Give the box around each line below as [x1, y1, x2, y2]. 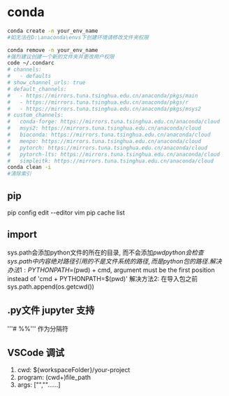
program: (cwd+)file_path [17, 373, 91, 382]
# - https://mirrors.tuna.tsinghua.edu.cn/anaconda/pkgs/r [7, 99, 189, 106]
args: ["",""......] [17, 381, 61, 389]
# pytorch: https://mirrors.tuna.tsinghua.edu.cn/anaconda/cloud [7, 144, 208, 151]
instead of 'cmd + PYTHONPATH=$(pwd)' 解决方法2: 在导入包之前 [7, 274, 198, 282]
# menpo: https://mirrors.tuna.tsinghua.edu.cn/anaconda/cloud [7, 137, 201, 144]
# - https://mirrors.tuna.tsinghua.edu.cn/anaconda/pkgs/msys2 [7, 105, 201, 112]
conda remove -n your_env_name [7, 46, 98, 53]
